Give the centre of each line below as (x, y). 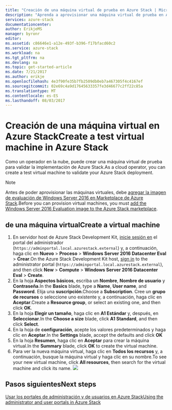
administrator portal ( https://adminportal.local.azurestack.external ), (88, 264)
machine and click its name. (42, 368)
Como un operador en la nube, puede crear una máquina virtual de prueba (84, 162)
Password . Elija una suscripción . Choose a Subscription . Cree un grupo (89, 292)
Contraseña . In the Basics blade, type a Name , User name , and (80, 286)
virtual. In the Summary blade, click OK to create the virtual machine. (85, 346)
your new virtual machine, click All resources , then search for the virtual (89, 362)
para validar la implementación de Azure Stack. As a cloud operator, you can (85, 167)
